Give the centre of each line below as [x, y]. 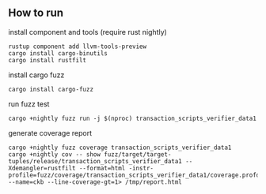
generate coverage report [50, 132]
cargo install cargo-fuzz [51, 89]
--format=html [102, 168]
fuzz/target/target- [138, 154]
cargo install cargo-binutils [58, 53]
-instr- [141, 168]
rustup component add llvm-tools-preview [78, 47]
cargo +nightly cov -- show [55, 154]
